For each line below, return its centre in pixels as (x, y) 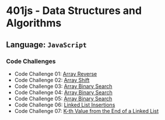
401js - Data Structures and (74, 11)
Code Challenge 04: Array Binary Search (63, 92)
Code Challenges (31, 61)
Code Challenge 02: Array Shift (52, 80)
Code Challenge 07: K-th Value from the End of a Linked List (87, 111)
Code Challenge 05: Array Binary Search (63, 98)
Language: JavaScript (46, 45)
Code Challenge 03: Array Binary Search (63, 86)
